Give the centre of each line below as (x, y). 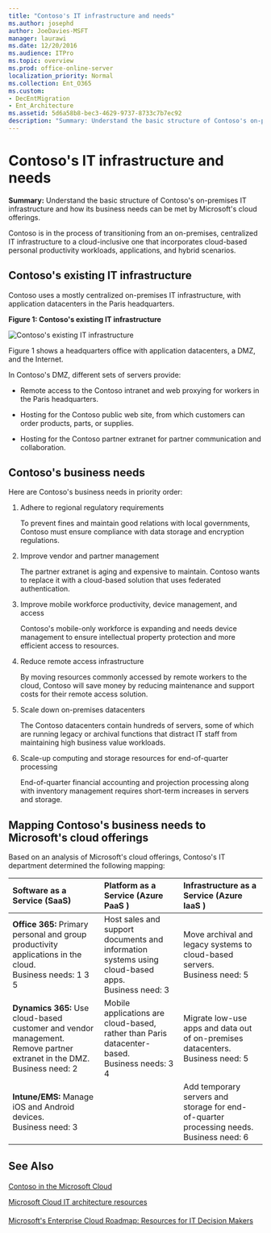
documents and (133, 939)
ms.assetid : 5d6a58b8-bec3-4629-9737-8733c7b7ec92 (95, 114)
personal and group (50, 934)
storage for (204, 1107)
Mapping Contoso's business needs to (107, 825)
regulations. (40, 541)
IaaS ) (195, 906)
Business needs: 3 (139, 1064)
